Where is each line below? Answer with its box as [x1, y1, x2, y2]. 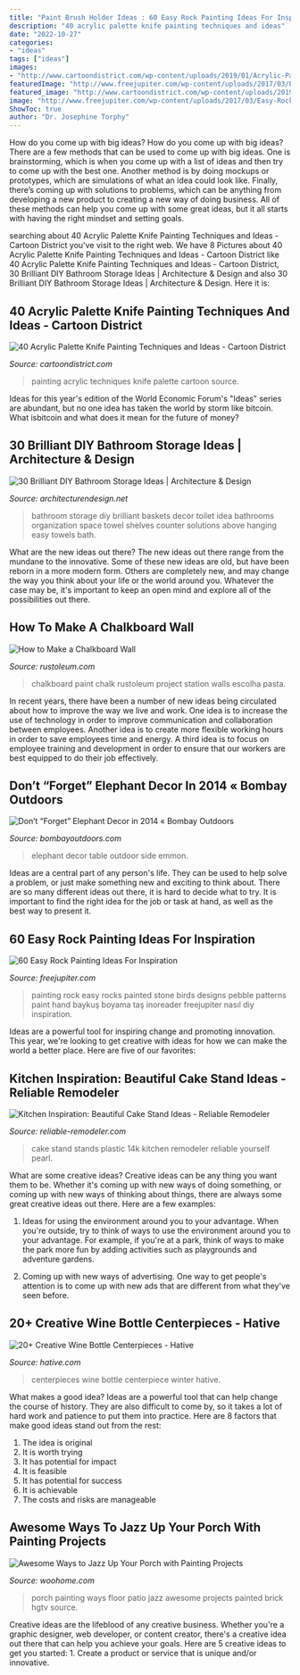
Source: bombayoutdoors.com [9, 833, 122, 844]
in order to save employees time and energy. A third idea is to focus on [9, 733, 270, 744]
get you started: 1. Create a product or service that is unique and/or [9, 1647, 257, 1658]
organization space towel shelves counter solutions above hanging [30, 520, 277, 530]
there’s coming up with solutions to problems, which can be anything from [9, 185, 282, 196]
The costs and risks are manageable [21, 1494, 156, 1504]
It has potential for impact [21, 1456, 117, 1467]
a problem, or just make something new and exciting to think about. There [9, 877, 280, 888]
